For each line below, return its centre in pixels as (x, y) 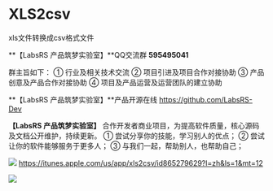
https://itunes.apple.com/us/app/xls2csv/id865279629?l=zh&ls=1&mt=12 (141, 163)
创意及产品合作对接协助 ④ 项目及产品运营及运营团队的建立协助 (115, 82)
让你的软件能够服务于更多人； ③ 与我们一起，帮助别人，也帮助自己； (126, 145)
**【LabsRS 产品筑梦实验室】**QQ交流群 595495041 (99, 54)
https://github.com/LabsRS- (205, 99)
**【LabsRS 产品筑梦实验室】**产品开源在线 (83, 99)
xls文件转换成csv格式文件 (51, 37)
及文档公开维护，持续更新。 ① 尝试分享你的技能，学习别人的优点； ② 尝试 (136, 136)
